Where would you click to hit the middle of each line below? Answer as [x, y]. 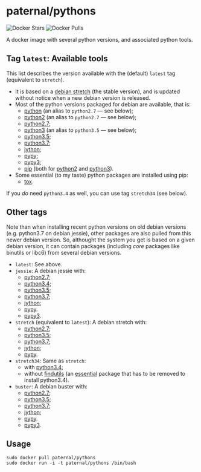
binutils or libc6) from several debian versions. [64, 252]
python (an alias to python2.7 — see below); [79, 111]
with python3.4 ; [43, 367]
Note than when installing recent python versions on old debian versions [96, 227]
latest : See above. [39, 264]
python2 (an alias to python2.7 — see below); [80, 117]
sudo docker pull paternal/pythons [51, 458]
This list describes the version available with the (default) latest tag [91, 73]
